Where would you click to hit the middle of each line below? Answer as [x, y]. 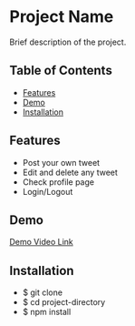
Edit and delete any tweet [70, 172]
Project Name [62, 17]
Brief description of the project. [68, 42]
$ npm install [47, 312]
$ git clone [43, 292]
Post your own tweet [61, 162]
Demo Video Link [42, 242]
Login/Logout [48, 191]
